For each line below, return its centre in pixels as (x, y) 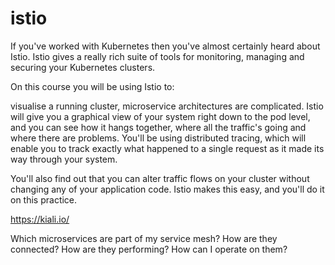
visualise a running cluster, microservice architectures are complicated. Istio (167, 106)
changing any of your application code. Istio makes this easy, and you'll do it (167, 189)
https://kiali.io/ (40, 219)
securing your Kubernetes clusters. (83, 67)
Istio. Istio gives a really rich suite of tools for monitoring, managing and (157, 56)
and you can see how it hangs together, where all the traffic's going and (158, 127)
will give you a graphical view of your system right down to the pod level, (160, 116)
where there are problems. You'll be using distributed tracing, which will (158, 138)
